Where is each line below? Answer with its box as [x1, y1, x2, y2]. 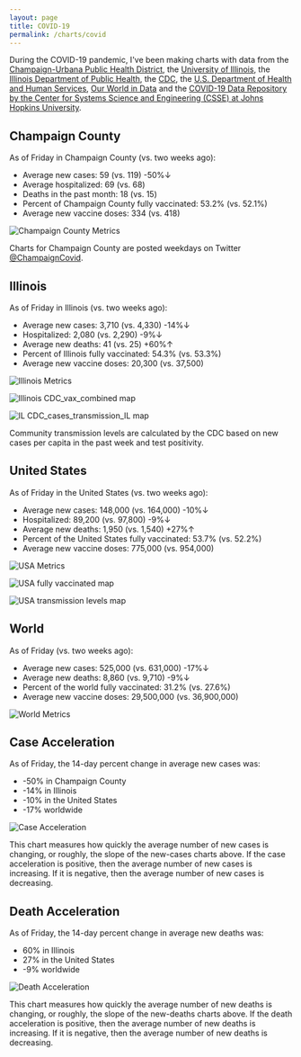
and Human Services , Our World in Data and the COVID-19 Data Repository [9, 83, 288, 94]
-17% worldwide [22, 804, 84, 815]
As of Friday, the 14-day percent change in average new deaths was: [9, 927, 264, 938]
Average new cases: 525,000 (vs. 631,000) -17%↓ [22, 662, 209, 673]
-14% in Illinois [22, 785, 77, 796]
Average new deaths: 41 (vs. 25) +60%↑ [22, 339, 173, 349]
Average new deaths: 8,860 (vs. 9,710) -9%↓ [22, 672, 190, 683]
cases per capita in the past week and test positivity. [9, 437, 204, 448]
